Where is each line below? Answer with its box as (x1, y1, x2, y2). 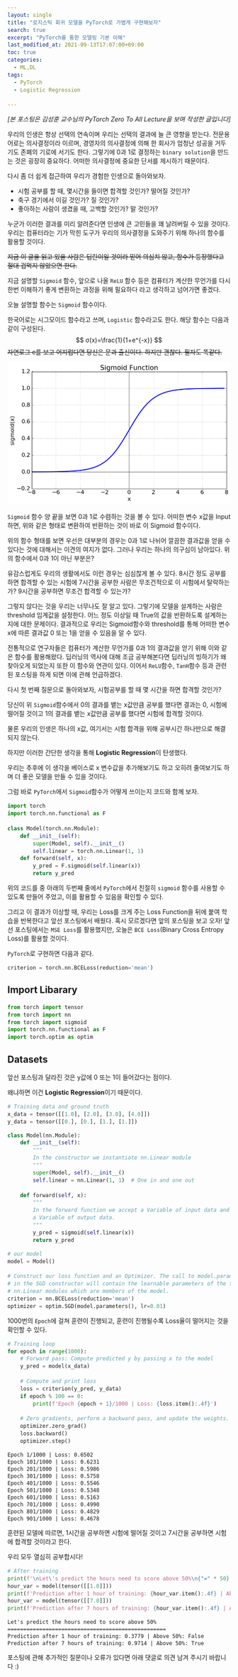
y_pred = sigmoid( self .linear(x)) (33, 1228, 135, 1236)
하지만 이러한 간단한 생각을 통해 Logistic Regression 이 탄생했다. (7, 749, 188, 757)
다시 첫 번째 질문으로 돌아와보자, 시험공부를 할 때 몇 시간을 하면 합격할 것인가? (7, 686, 222, 694)
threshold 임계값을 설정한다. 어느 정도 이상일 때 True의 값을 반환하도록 (7, 611, 203, 620)
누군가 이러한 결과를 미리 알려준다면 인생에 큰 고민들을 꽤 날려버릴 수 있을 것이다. (7, 220, 230, 229)
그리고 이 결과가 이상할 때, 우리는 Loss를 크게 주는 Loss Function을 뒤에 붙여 (7, 908, 220, 916)
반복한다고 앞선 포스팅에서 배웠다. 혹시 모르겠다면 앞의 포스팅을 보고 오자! (20, 916, 223, 925)
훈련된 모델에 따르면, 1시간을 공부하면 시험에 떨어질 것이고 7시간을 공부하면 (7, 1528, 214, 1536)
